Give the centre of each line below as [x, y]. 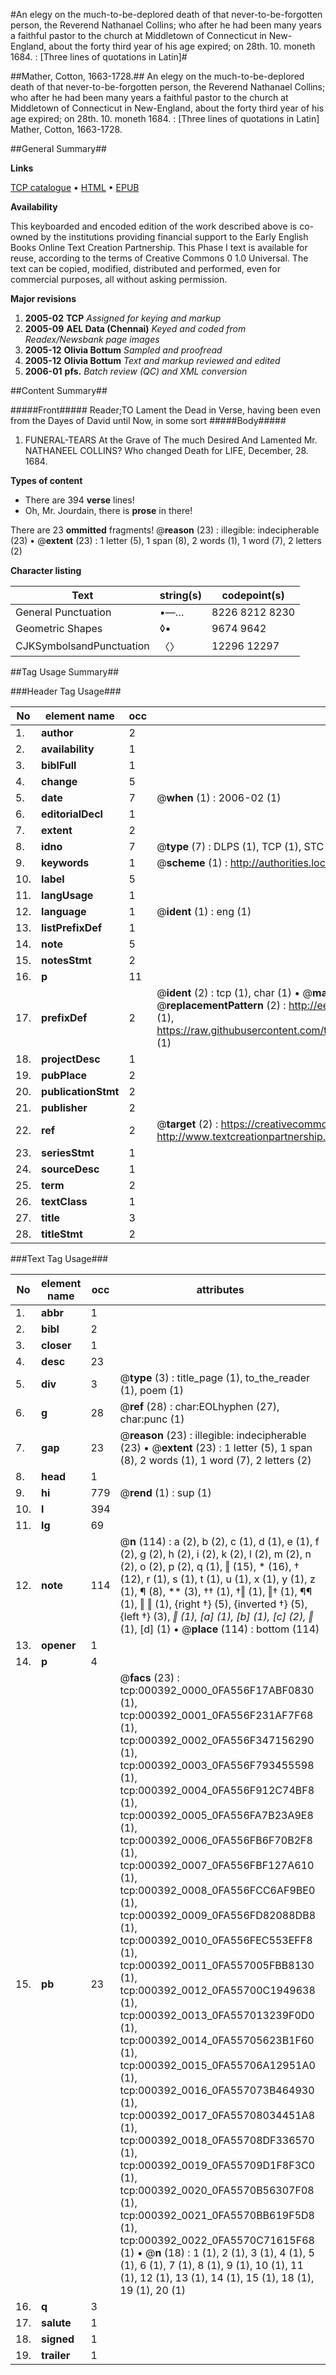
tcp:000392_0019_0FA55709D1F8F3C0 [217, 2165]
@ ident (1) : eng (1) [204, 911]
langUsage [67, 895]
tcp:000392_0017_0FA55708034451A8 [217, 2115]
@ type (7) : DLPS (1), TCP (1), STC [240, 846]
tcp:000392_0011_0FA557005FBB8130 [217, 1965]
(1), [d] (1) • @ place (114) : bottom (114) [219, 1629]
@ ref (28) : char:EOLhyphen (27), [199, 1406]
